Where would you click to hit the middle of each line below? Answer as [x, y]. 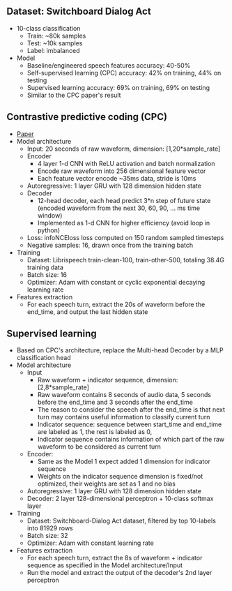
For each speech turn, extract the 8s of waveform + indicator [115, 558]
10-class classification [48, 28]
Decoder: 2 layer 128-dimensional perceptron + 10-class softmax [120, 499]
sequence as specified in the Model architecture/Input [105, 565]
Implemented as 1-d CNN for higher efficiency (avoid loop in [124, 223]
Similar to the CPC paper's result [74, 95]
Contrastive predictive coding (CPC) [87, 117]
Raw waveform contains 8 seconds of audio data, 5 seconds [124, 395]
